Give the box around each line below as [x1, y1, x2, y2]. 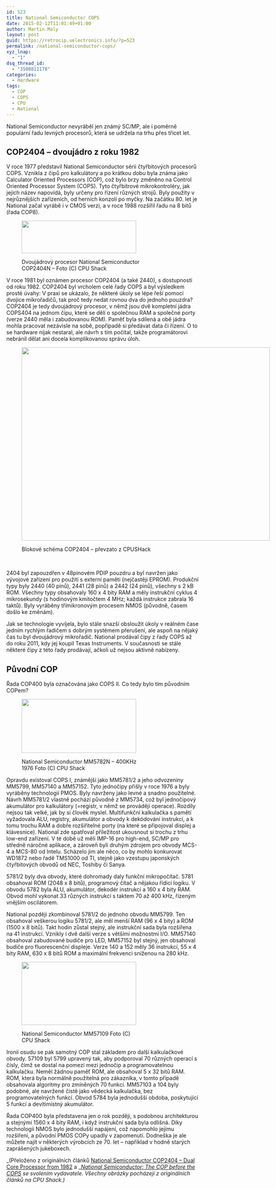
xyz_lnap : [6, 49, 32, 55]
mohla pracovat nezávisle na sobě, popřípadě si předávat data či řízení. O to [6, 322, 198, 329]
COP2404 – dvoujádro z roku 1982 [6, 146, 139, 157]
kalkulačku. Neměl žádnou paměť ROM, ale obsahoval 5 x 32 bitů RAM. [6, 1068, 186, 1075]
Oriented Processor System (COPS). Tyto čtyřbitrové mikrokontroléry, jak [6, 182, 191, 190]
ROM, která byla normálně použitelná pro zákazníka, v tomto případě [6, 1075, 179, 1082]
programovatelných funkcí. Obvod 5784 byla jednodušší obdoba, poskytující [6, 1094, 198, 1101]
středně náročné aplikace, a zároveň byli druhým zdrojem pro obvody [6, 841, 181, 849]
